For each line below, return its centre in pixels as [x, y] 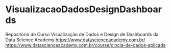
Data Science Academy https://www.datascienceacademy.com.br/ [75, 40]
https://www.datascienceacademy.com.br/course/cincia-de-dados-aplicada [86, 45]
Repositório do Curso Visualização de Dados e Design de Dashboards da [82, 34]
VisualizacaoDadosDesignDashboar [84, 9]
